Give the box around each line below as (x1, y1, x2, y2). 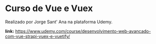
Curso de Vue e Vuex (5, 3, 93, 14)
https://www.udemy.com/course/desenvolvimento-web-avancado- (15, 28, 151, 34)
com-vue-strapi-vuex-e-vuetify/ (5, 33, 70, 39)
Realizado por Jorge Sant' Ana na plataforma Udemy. (5, 19, 113, 25)
